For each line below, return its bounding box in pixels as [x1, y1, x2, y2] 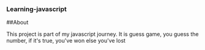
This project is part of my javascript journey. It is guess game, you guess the [6, 30, 199, 38]
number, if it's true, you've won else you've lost [6, 37, 126, 45]
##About [6, 19, 29, 26]
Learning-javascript [6, 5, 67, 13]
